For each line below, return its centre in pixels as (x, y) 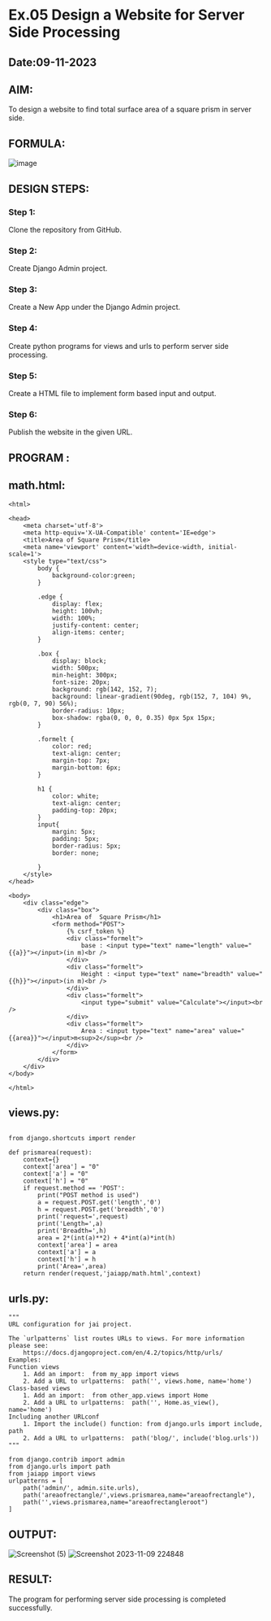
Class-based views (39, 1388)
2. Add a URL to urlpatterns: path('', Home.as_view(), (121, 1403)
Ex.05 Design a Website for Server (127, 15)
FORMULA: (37, 144)
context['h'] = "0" (56, 1181)
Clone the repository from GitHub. (65, 229)
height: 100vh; (77, 611)
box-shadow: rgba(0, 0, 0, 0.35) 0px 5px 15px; (134, 717)
